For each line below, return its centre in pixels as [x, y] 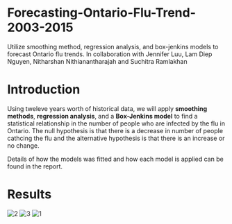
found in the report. [35, 166]
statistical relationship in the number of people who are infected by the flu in [116, 123]
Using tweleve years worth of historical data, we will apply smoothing [107, 108]
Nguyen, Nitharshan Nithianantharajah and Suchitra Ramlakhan [97, 61]
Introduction [44, 90]
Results [30, 195]
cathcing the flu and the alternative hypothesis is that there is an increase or [116, 138]
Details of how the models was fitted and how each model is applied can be [115, 159]
